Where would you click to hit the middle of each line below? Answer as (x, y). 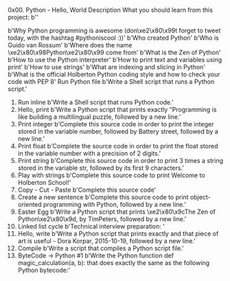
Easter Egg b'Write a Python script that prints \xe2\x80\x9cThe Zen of (116, 212)
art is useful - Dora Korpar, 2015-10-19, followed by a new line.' (107, 241)
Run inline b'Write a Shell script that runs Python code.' (95, 102)
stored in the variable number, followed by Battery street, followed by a (118, 131)
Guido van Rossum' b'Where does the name (70, 45)
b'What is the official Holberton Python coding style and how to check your (114, 74)
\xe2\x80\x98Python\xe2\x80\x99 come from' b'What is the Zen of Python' (114, 52)
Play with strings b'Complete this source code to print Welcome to (111, 175)
